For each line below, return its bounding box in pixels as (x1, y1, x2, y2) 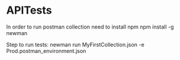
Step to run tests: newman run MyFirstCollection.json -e (6, 41, 145, 48)
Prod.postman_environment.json (6, 47, 86, 54)
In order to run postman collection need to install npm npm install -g (6, 23, 174, 30)
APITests (6, 4, 52, 17)
